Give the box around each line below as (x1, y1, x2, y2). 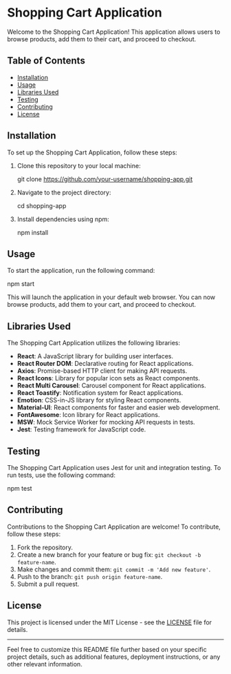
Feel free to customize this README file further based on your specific (7, 645, 208, 653)
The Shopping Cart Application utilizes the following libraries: (7, 339, 181, 347)
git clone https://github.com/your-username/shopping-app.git (16, 174, 193, 183)
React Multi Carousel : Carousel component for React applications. (16, 381, 206, 390)
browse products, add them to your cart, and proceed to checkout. (7, 300, 197, 309)
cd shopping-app (16, 201, 67, 210)
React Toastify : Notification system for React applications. (16, 389, 184, 397)
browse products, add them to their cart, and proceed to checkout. (7, 34, 197, 43)
